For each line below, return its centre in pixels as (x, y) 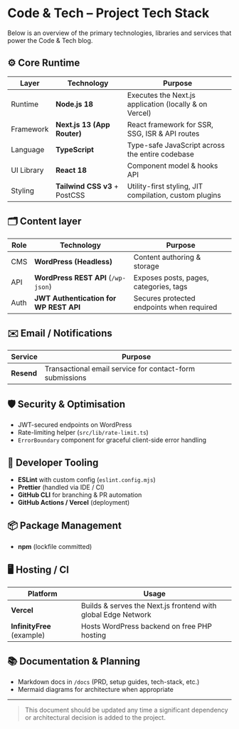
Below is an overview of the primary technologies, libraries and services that (119, 33)
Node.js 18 (75, 104)
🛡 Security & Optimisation (67, 404)
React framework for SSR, (170, 124)
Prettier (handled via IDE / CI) (61, 487)
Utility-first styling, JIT (165, 186)
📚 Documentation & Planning (74, 662)
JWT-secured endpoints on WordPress (75, 425)
